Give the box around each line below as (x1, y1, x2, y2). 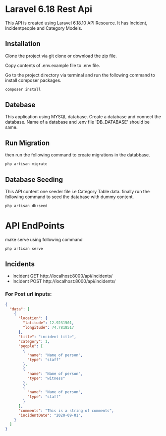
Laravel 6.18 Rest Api (5, 3, 93, 15)
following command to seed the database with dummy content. (5, 194, 134, 200)
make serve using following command (5, 236, 83, 242)
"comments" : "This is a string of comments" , (18, 408, 114, 413)
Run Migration (5, 139, 50, 147)
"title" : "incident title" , (18, 334, 77, 339)
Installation (5, 40, 41, 48)
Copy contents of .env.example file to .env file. (5, 62, 100, 68)
